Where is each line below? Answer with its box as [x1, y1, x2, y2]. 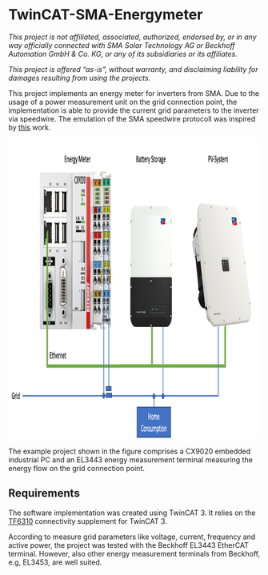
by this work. [8, 122, 51, 132]
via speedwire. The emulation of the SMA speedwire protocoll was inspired [8, 114, 256, 123]
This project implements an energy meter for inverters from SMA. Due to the [8, 88, 260, 98]
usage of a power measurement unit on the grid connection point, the [8, 97, 238, 106]
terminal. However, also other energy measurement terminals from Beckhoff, [8, 549, 261, 558]
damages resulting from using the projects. [8, 73, 151, 82]
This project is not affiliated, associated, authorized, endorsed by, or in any [8, 32, 258, 42]
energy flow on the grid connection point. [8, 463, 146, 473]
